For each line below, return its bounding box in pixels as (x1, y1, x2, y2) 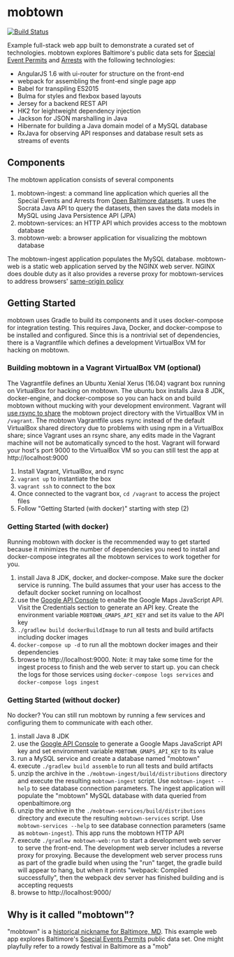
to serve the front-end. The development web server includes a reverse (17, 844, 224, 852)
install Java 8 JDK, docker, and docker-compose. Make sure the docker (17, 574, 224, 582)
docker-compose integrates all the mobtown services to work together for (7, 553, 221, 561)
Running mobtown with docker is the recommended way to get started (7, 537, 210, 546)
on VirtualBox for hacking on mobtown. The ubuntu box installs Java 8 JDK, (7, 386, 225, 394)
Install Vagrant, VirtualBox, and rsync (17, 467, 124, 475)
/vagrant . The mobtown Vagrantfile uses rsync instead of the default (7, 416, 205, 425)
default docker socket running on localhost (17, 588, 141, 597)
